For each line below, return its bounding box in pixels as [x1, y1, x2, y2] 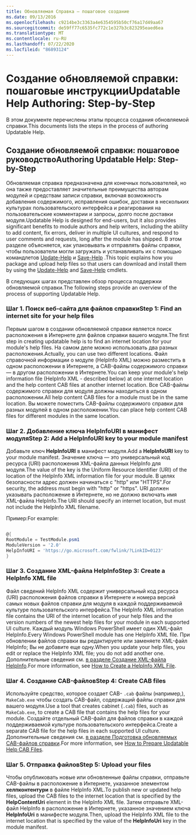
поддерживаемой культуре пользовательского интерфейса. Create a [6, 721, 177, 729]
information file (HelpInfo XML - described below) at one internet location [6, 375, 183, 382]
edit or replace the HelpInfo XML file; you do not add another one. [6, 650, 165, 657]
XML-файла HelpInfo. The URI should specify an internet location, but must [6, 497, 186, 504]
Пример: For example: [6, 515, 59, 522]
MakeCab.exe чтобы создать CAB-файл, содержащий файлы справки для [6, 696, 185, 703]
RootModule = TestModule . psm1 [6, 537, 80, 542]
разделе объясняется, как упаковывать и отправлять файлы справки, [6, 241, 181, 249]
